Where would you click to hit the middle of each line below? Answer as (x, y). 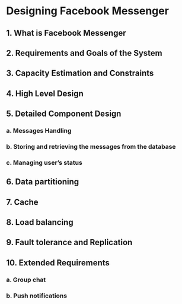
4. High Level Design (45, 93)
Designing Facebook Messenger (87, 11)
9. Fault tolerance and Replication (69, 242)
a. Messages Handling (39, 131)
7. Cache (22, 202)
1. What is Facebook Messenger (66, 33)
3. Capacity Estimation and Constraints (80, 73)
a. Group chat (26, 280)
